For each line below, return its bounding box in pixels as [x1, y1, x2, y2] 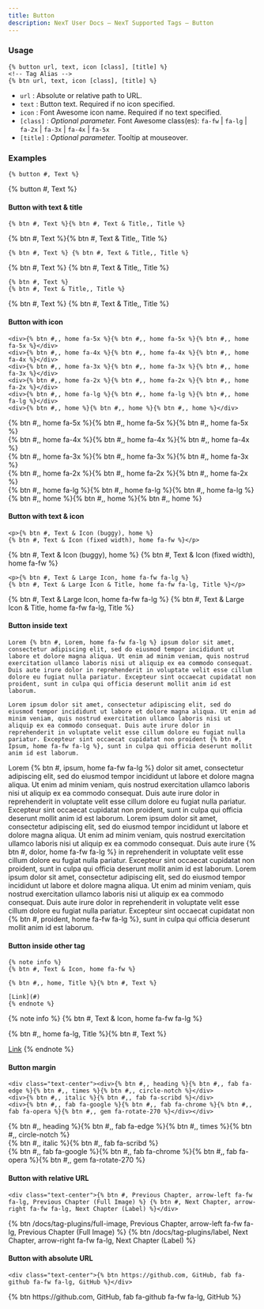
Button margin [8, 1062, 57, 1072]
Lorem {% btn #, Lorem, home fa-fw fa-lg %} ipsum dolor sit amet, [8, 638, 236, 646]
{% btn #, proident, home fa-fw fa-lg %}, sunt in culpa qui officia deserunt [8, 914, 251, 924]
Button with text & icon [8, 512, 85, 521]
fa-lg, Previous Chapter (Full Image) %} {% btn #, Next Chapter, [8, 1197, 232, 1206]
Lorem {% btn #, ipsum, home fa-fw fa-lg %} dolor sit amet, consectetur [8, 762, 244, 772]
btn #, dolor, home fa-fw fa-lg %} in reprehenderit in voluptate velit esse [8, 847, 243, 857]
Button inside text [8, 621, 68, 630]
